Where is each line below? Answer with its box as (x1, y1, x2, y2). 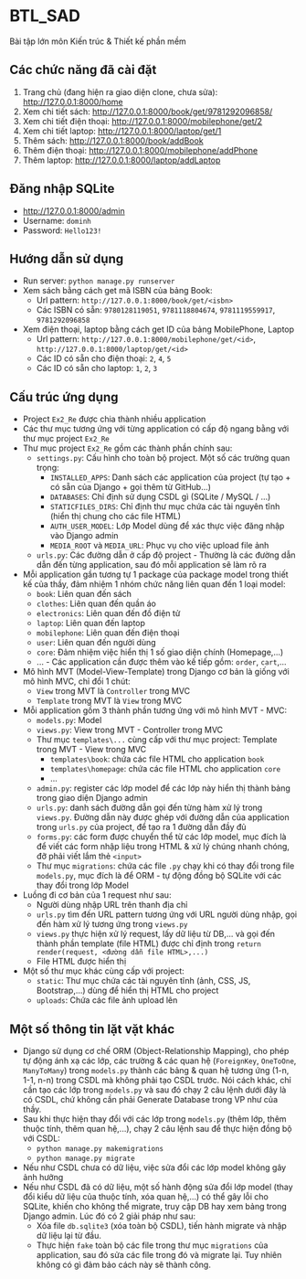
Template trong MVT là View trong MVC (36, 696, 183, 707)
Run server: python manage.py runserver (22, 275, 175, 286)
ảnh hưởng (22, 1172, 64, 1182)
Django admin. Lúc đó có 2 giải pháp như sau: (22, 1210, 196, 1221)
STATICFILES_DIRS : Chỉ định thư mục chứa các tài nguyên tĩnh (49, 501, 280, 512)
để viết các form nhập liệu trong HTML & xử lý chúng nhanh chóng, (36, 841, 290, 852)
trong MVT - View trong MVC (36, 744, 147, 755)
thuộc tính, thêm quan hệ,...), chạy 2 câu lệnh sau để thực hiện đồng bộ (22, 1124, 292, 1134)
